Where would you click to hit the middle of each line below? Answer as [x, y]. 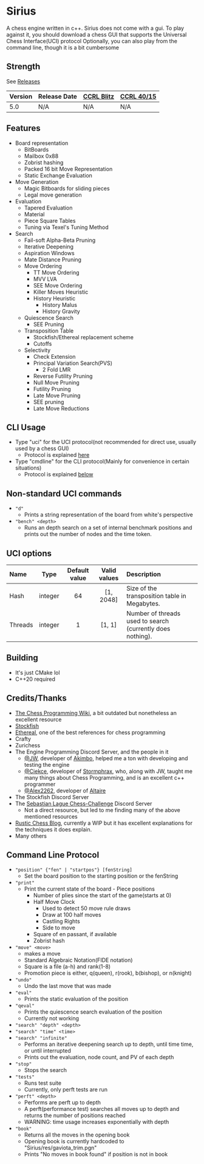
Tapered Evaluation [48, 208]
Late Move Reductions [61, 408]
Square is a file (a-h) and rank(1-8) [67, 967]
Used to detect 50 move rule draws [87, 908]
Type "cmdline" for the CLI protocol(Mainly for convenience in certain [102, 462]
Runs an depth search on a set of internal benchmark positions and [108, 527]
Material [34, 214]
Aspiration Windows [49, 253]
